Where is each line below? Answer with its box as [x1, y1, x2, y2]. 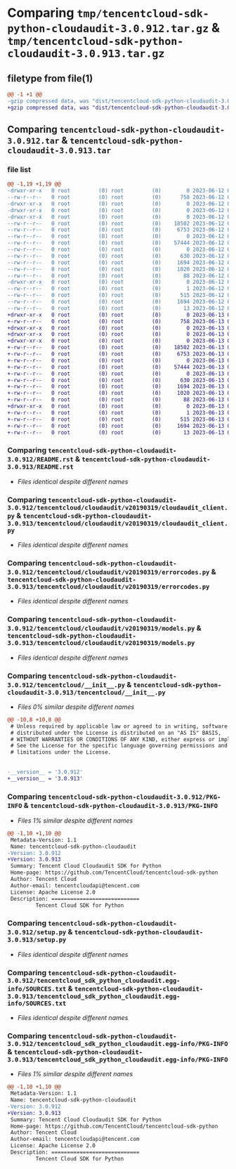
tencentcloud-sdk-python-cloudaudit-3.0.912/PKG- [48, 792, 221, 801]
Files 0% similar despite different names [17, 703, 135, 711]
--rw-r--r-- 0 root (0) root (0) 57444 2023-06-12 [7, 240, 225, 247]
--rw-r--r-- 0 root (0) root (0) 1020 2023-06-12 [7, 266, 225, 273]
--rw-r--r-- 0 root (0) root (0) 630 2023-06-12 [7, 252, 225, 259]
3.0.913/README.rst [7, 463, 74, 471]
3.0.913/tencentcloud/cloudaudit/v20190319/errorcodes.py [7, 582, 210, 591]
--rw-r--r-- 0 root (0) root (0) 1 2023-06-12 [7, 285, 225, 292]
